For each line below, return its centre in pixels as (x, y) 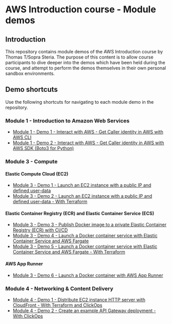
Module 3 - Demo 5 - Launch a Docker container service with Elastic (85, 246)
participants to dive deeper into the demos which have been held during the (85, 62)
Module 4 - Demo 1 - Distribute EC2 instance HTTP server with (79, 299)
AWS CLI (22, 138)
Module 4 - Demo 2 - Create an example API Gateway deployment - (84, 310)
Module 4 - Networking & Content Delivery (59, 289)
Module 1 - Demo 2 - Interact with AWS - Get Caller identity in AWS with (89, 143)
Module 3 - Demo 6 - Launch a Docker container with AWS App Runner (88, 275)
